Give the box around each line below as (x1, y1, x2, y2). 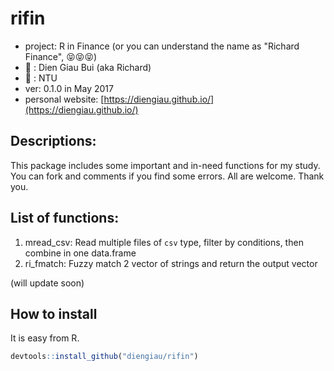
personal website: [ (24, 93, 105, 105)
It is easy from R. (10, 332, 80, 344)
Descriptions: (10, 133, 97, 150)
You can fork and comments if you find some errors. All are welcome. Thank (10, 170, 325, 182)
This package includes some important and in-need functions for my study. (10, 159, 321, 171)
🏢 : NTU (24, 72, 58, 84)
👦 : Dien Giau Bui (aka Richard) (24, 61, 152, 73)
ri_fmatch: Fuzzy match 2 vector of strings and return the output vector (24, 257, 318, 269)
